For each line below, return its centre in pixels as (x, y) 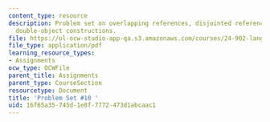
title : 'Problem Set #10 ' (53, 98)
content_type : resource (48, 16)
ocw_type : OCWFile (39, 68)
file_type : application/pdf (55, 46)
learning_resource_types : (51, 53)
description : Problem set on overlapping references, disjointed (120, 23)
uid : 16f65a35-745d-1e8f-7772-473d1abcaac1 (82, 105)
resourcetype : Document (48, 90)
